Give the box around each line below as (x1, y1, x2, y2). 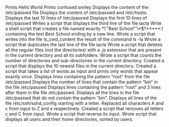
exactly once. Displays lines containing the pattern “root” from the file (5, 74, 150, 79)
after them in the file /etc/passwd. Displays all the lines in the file (5, 90, 140, 95)
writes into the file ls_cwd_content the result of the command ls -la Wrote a (5, 36, 161, 42)
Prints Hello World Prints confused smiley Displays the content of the (5, 5, 149, 10)
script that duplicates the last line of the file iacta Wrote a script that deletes (5, 42, 163, 47)
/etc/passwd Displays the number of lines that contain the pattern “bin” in (5, 79, 158, 85)
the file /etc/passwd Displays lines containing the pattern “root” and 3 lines (5, 84, 161, 90)
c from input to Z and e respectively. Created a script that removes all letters (5, 105, 164, 111)
